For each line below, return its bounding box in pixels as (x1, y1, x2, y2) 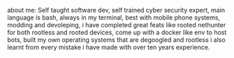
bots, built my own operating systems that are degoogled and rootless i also (7, 36, 226, 44)
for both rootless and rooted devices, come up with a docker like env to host (7, 28, 227, 36)
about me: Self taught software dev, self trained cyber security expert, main (7, 6, 226, 14)
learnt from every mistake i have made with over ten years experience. (7, 43, 210, 51)
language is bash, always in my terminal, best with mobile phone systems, (7, 13, 221, 22)
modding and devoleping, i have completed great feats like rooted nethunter (7, 21, 226, 29)
